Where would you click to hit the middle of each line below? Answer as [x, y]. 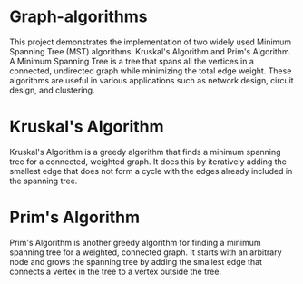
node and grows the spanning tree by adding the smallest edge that [136, 261]
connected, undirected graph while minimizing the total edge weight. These [151, 71]
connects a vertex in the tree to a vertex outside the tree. [116, 271]
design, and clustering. [52, 90]
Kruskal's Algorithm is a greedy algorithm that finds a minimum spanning [145, 152]
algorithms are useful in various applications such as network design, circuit [151, 80]
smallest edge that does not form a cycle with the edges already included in [151, 171]
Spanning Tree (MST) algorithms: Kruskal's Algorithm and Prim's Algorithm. [151, 51]
